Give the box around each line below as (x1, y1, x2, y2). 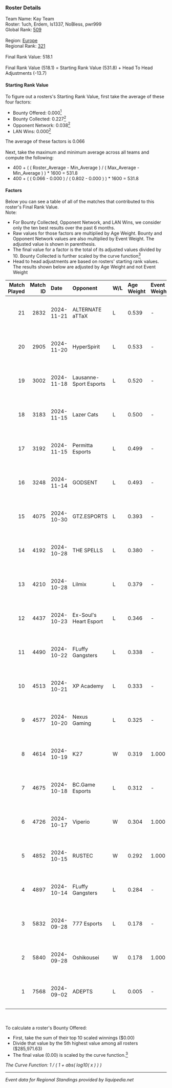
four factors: (5, 99, 32, 105)
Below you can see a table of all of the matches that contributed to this (5, 199, 155, 205)
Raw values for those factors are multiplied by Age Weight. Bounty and (12, 230, 162, 237)
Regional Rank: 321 (5, 43, 46, 49)
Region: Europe (5, 37, 38, 44)
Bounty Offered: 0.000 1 (12, 109, 62, 116)
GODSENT (72, 478, 98, 486)
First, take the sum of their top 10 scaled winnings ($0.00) (12, 1034, 135, 1041)
